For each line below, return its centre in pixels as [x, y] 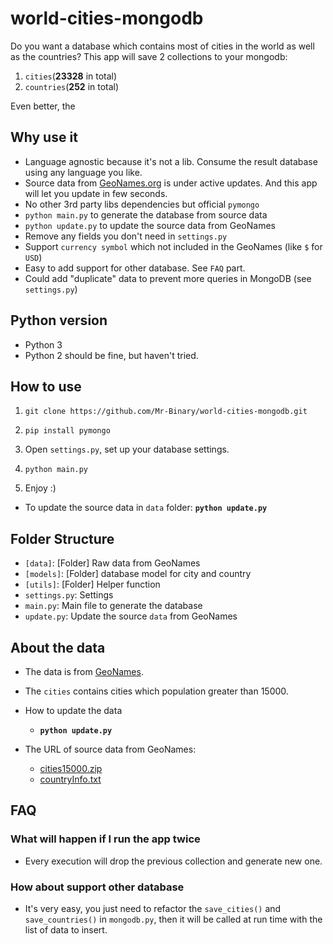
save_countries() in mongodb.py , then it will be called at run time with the [173, 919]
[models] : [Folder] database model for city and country [138, 574]
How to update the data [73, 710]
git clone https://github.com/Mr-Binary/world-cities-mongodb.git [166, 412]
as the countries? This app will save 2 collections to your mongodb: [149, 56]
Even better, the [43, 106]
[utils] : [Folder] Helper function [92, 584]
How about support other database [97, 887]
